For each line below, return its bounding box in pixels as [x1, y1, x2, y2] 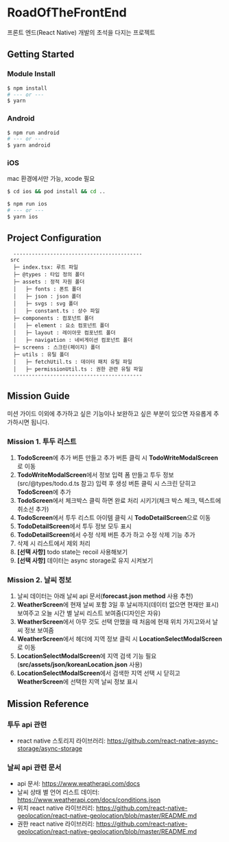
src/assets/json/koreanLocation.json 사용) [19, 660, 143, 669]
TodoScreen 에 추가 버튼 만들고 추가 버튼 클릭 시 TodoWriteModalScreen [16, 454, 218, 462]
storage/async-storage [16, 744, 82, 752]
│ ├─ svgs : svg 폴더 [13, 300, 79, 307]
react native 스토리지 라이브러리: [16, 736, 106, 745]
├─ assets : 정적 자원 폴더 [13, 278, 85, 285]
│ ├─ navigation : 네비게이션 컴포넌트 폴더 [13, 336, 133, 343]
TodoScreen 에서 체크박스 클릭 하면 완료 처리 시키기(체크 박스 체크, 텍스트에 [16, 496, 221, 504]
